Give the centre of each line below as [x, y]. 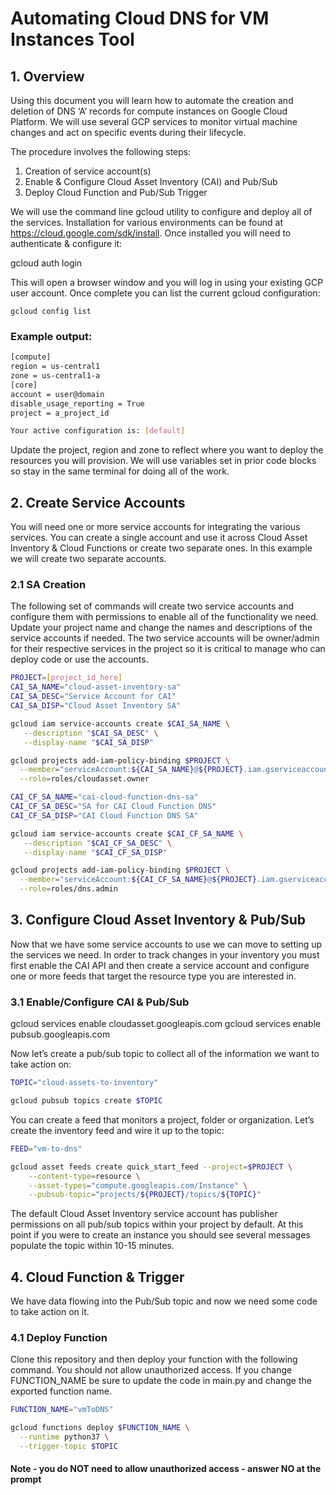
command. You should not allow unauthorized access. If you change [151, 1370]
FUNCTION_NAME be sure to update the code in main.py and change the [161, 1381]
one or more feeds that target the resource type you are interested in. [153, 976]
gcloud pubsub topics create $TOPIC [86, 1101]
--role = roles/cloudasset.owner [84, 779]
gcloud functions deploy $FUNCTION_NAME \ [100, 1428]
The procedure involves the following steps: [101, 151]
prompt [26, 1479]
